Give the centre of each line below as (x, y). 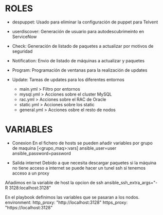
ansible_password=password (42, 153)
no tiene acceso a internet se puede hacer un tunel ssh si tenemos (79, 168)
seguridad (22, 51)
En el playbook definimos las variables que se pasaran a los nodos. (72, 197)
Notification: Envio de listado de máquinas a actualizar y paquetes (78, 60)
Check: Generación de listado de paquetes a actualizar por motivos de (83, 46)
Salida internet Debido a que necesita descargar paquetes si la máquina (84, 163)
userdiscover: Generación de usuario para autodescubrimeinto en (78, 31)
